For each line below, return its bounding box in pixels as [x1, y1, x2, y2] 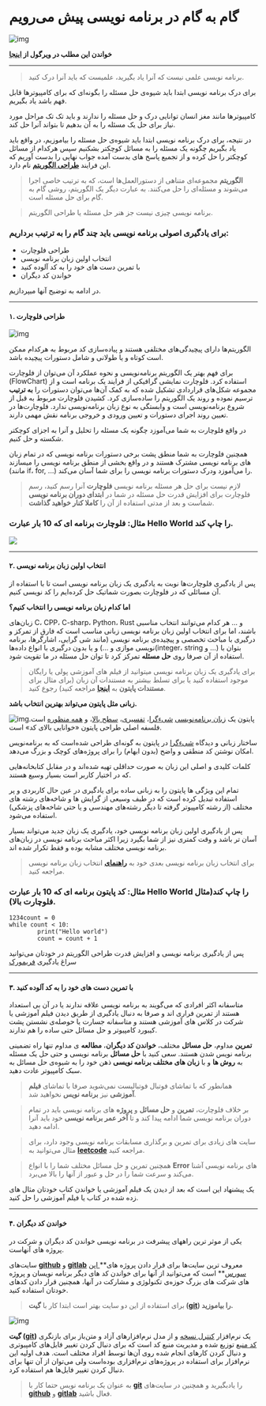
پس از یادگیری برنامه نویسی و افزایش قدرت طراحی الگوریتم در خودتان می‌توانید [9, 949, 244, 958]
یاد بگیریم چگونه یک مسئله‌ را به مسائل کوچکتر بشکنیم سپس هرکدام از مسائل [9, 143, 236, 153]
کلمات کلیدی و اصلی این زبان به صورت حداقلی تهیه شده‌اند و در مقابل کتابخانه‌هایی [9, 761, 251, 771]
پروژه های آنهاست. [9, 1245, 64, 1254]
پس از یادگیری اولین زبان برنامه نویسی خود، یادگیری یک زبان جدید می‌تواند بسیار [9, 825, 243, 835]
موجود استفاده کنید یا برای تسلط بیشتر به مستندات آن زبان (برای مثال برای [28, 675, 249, 684]
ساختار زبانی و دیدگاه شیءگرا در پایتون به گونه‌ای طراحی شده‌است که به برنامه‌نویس [9, 737, 257, 747]
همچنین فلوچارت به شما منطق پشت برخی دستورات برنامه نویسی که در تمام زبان [9, 449, 248, 459]
